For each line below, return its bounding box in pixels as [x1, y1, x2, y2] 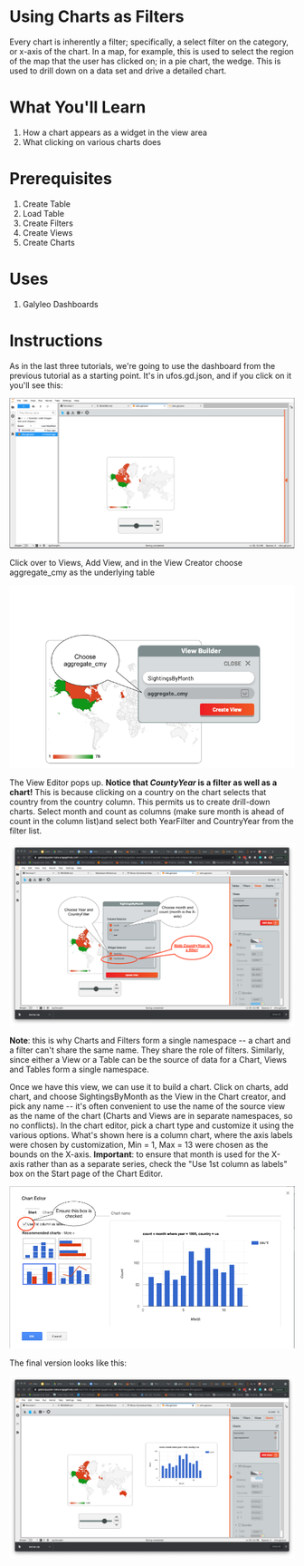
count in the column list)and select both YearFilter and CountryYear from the [9, 815, 294, 826]
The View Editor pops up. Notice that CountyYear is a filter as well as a [9, 777, 278, 788]
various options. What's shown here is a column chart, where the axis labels [9, 1130, 293, 1141]
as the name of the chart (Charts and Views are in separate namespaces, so [9, 1111, 293, 1122]
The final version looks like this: [9, 1357, 127, 1368]
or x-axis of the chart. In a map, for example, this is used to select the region [9, 45, 294, 56]
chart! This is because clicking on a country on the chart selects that [9, 786, 267, 797]
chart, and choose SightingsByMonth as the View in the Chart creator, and [9, 1091, 287, 1103]
